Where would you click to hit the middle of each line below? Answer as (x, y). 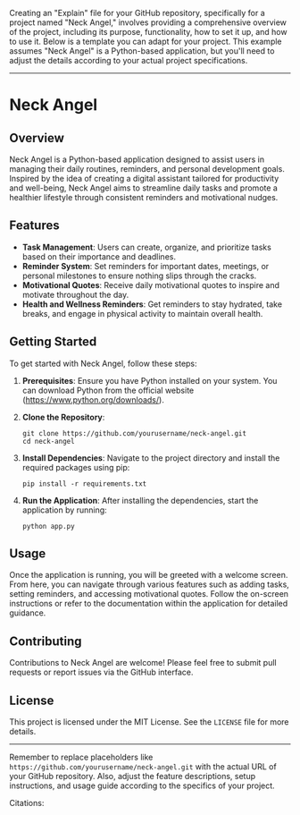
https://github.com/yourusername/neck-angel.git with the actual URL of (143, 767)
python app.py (48, 526)
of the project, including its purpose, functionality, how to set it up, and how (148, 32)
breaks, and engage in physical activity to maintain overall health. (142, 313)
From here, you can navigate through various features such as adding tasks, (150, 584)
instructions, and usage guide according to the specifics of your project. (142, 785)
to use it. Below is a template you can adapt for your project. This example (146, 41)
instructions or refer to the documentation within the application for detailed (149, 604)
